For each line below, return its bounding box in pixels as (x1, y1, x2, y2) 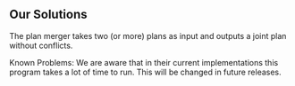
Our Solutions (9, 7, 88, 22)
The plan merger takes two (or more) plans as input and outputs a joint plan (9, 30, 287, 41)
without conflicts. (9, 40, 73, 51)
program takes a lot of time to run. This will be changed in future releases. (9, 66, 282, 77)
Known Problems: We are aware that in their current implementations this (9, 57, 279, 67)
